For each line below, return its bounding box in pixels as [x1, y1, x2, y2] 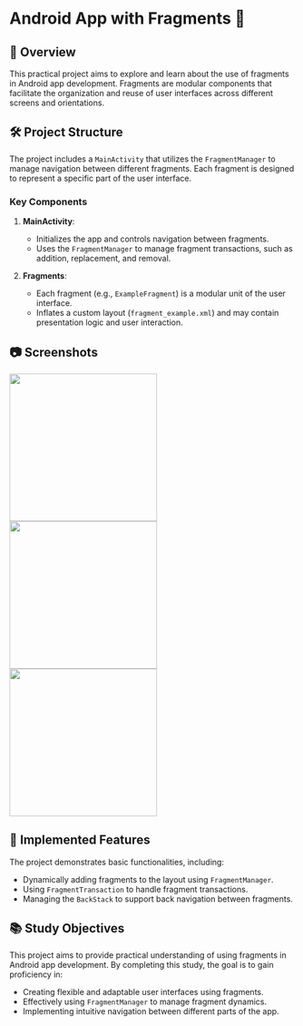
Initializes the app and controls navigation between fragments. [35, 233, 269, 244]
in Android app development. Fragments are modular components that [9, 78, 272, 89]
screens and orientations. [9, 97, 105, 108]
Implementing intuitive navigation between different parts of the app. [22, 1005, 279, 1016]
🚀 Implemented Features [9, 833, 151, 848]
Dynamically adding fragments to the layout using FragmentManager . [22, 873, 274, 884]
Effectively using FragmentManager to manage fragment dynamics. [22, 996, 268, 1007]
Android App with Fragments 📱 [9, 8, 246, 29]
